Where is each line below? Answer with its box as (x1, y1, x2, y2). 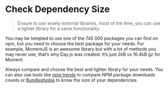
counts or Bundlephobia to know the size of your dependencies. (5, 77, 138, 83)
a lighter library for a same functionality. (17, 25, 101, 31)
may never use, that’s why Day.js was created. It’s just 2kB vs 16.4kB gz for (5, 51, 160, 57)
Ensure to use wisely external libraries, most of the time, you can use (17, 20, 161, 26)
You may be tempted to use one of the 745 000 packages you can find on (5, 35, 158, 41)
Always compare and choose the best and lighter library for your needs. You (5, 66, 163, 72)
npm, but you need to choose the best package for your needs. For (5, 40, 144, 46)
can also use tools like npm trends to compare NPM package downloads (5, 71, 155, 77)
